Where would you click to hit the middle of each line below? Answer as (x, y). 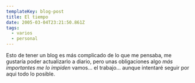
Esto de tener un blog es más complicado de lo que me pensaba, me (89, 55)
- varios (22, 33)
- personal (25, 39)
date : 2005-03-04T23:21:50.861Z (45, 22)
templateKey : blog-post (35, 11)
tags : (13, 28)
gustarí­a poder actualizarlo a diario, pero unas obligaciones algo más (90, 61)
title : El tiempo (27, 17)
